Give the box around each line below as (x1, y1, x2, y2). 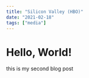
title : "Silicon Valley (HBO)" (6, 8, 84, 15)
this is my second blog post (6, 65, 74, 72)
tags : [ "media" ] (6, 20, 46, 26)
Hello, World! (6, 45, 72, 59)
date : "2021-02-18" (6, 14, 55, 20)
